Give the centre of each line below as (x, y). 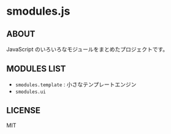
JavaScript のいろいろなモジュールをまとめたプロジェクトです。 (87, 49)
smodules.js (38, 11)
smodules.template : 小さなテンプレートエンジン (76, 84)
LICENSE (24, 110)
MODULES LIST (36, 69)
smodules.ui (30, 92)
